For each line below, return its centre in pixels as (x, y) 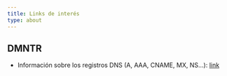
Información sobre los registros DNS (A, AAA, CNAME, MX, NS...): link (118, 65)
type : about (25, 20)
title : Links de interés (43, 14)
